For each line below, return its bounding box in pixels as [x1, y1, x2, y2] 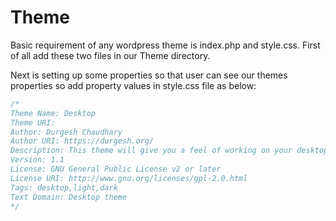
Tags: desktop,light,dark [10, 182, 118, 193]
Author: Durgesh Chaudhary [10, 127, 123, 137]
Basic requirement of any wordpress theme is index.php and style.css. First [10, 39, 321, 51]
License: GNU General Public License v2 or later [10, 164, 222, 175]
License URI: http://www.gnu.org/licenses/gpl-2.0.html [10, 173, 248, 183]
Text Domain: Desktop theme [10, 192, 128, 202]
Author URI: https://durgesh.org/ [10, 136, 155, 146]
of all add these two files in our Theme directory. [10, 49, 211, 61]
